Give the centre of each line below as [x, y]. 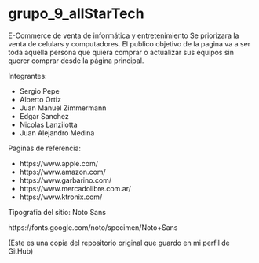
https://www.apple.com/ [58, 163]
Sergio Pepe [40, 91]
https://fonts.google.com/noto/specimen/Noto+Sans [93, 227]
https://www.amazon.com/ [62, 172]
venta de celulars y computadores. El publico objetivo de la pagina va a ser [129, 43]
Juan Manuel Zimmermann [63, 108]
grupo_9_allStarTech [76, 14]
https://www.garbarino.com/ [66, 180]
